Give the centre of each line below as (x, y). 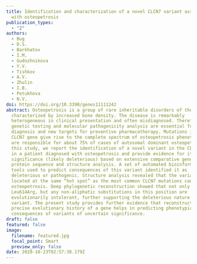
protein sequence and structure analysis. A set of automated (89, 165)
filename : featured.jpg (40, 236)
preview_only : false (36, 247)
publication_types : (30, 22)
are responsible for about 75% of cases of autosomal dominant (90, 143)
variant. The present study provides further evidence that (86, 203)
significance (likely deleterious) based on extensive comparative (96, 159)
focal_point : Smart (35, 241)
